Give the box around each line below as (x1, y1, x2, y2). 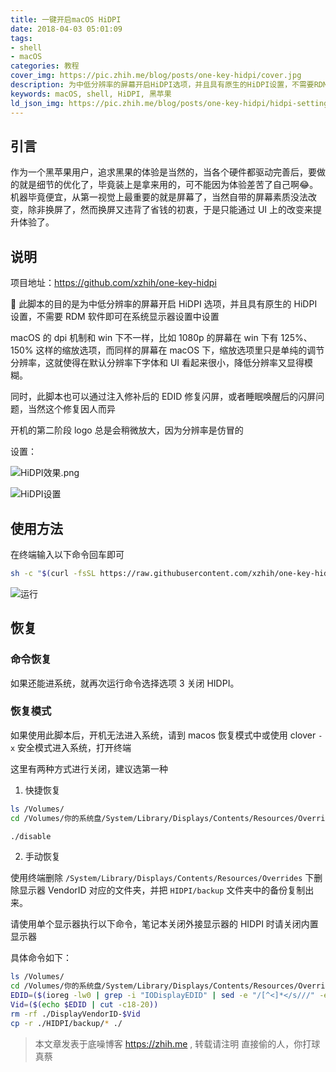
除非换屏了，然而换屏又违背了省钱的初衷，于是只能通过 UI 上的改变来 (27, 204, 314, 216)
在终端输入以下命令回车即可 (10, 548, 125, 560)
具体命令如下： (10, 952, 72, 964)
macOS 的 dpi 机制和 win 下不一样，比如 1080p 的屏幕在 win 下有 (10, 332, 279, 344)
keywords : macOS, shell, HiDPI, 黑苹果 (10, 89, 172, 99)
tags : (10, 33, 33, 43)
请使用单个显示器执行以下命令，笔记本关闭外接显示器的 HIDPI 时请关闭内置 (10, 918, 319, 930)
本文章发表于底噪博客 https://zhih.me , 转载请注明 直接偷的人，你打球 (34, 1037, 321, 1050)
